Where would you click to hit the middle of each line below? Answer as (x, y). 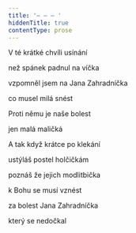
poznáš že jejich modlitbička (55, 175)
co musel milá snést (41, 99)
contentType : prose (40, 30)
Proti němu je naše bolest (49, 114)
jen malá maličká (36, 129)
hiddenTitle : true (38, 23)
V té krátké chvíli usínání (48, 53)
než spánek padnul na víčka (54, 68)
